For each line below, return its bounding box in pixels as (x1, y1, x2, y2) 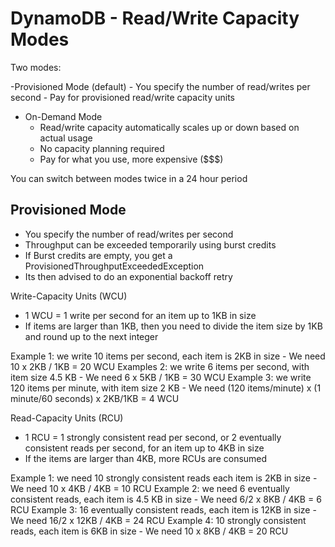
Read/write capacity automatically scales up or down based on (39, 121, 300, 133)
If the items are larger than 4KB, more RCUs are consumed (24, 452, 268, 464)
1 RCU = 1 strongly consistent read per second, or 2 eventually (24, 431, 282, 443)
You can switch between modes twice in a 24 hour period (10, 172, 248, 184)
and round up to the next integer (24, 330, 159, 342)
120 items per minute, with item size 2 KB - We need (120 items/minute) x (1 (10, 382, 322, 394)
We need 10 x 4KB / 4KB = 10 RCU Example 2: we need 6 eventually (10, 482, 290, 494)
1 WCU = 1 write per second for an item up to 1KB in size (24, 309, 257, 321)
